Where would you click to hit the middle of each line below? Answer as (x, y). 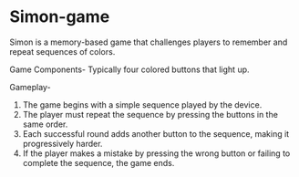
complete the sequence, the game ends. (98, 162)
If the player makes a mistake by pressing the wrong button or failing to (156, 153)
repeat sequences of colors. (62, 51)
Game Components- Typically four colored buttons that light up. (129, 69)
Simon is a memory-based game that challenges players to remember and (149, 42)
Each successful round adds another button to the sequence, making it (156, 133)
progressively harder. (62, 143)
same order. (45, 124)
